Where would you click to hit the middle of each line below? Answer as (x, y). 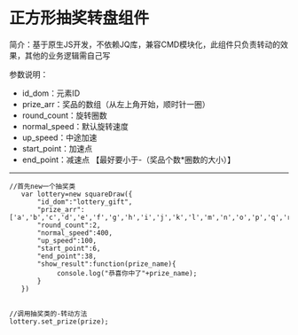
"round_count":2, (69, 225)
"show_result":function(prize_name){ (106, 264)
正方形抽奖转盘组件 (79, 18)
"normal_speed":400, (75, 233)
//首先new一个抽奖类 (43, 186)
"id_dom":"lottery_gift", (85, 202)
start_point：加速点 (57, 148)
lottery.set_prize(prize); (59, 321)
